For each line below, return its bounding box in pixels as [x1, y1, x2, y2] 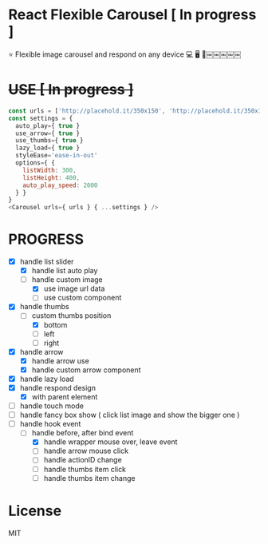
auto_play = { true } [15, 121, 81, 129]
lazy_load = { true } [15, 144, 81, 153]
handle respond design [19, 383, 96, 392]
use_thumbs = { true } [15, 137, 84, 145]
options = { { [15, 159, 56, 167]
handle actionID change [43, 455, 122, 465]
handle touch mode [19, 401, 84, 411]
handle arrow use [31, 355, 89, 365]
